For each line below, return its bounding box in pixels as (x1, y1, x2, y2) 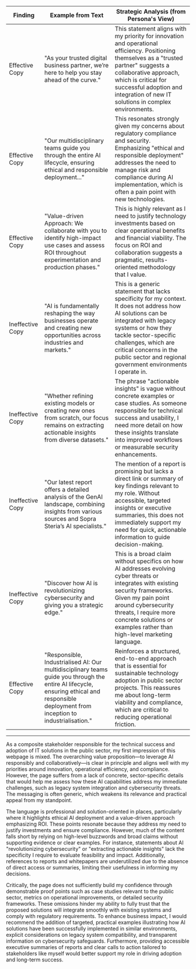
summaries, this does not (114, 511, 184, 519)
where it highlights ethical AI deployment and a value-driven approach (6, 815, 175, 821)
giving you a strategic (44, 601, 104, 609)
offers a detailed (44, 486, 89, 493)
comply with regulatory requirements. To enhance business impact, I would (6, 913, 187, 919)
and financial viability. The (114, 234, 187, 242)
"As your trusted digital (44, 54, 107, 62)
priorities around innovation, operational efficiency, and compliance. (6, 766, 170, 772)
